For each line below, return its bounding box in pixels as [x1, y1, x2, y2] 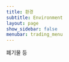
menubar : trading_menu [6, 32, 63, 38]
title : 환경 [6, 9, 34, 15]
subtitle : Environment [6, 15, 63, 21]
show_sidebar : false [6, 26, 58, 32]
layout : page [6, 20, 39, 26]
